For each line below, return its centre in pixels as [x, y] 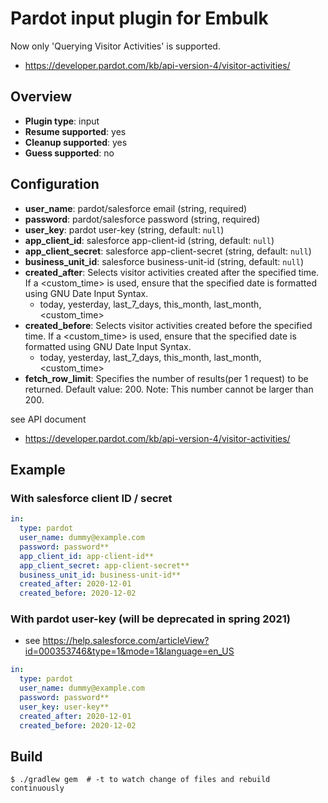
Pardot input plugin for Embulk [139, 18]
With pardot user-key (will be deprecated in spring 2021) [151, 619]
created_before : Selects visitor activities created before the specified [168, 325]
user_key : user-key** [64, 707]
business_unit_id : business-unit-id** [100, 575]
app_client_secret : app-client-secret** [104, 565]
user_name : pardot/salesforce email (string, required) [136, 208]
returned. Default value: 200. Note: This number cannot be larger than [169, 389]
